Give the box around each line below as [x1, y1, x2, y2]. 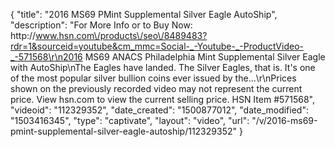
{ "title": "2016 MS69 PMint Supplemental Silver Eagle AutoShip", [10, 9, 278, 20]
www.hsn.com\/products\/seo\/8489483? [35, 30, 208, 41]
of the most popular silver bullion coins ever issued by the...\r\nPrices [10, 72, 297, 84]
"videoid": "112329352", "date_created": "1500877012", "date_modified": [10, 104, 309, 116]
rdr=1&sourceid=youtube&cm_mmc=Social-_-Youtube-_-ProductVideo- [10, 40, 304, 52]
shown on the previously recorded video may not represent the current [10, 83, 303, 94]
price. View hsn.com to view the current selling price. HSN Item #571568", [10, 94, 315, 105]
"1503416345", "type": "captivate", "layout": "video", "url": [10, 115, 250, 126]
